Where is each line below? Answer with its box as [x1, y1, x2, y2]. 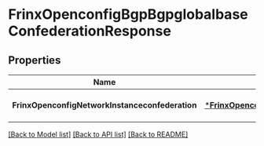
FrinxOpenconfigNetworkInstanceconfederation [12, 100, 197, 111]
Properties [8, 53, 61, 67]
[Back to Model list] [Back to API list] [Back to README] [8, 130, 189, 139]
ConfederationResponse [8, 22, 171, 40]
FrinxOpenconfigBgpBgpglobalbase [8, 5, 249, 24]
